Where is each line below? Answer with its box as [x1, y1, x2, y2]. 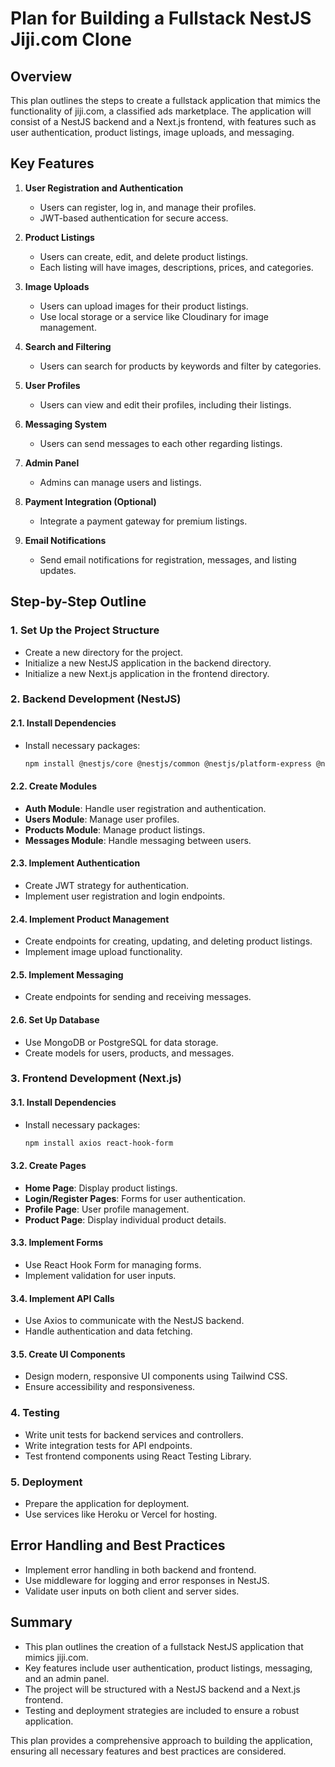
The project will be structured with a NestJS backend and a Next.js [24, 1683, 301, 1695]
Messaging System [24, 418, 108, 430]
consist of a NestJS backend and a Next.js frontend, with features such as [10, 116, 317, 127]
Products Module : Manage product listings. [24, 823, 206, 836]
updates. [39, 564, 77, 576]
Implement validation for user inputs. [24, 1269, 177, 1281]
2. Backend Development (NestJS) [10, 692, 182, 706]
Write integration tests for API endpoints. [24, 1439, 193, 1451]
